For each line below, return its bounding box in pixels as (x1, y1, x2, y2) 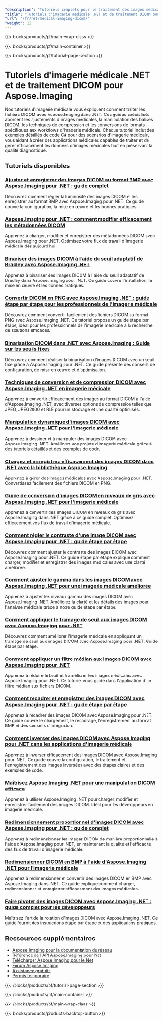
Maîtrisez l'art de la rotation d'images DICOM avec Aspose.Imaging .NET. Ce (5, 915, 158, 921)
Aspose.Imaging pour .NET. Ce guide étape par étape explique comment (5, 554, 150, 560)
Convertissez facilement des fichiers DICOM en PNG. (5, 480, 112, 486)
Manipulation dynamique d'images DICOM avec (5, 418, 120, 425)
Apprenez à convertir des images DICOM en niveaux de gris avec (5, 510, 136, 515)
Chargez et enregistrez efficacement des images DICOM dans (5, 458, 154, 465)
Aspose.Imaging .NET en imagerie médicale (5, 385, 111, 392)
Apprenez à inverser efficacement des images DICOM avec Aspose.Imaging (5, 752, 157, 758)
